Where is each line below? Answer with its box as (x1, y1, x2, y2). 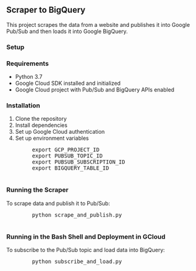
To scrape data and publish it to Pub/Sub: (6, 200, 111, 207)
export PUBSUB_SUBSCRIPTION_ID (32, 159, 125, 165)
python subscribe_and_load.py (32, 258, 122, 265)
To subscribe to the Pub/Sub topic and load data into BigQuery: (6, 246, 166, 253)
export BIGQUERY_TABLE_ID (32, 165, 110, 172)
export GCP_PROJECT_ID (32, 146, 100, 153)
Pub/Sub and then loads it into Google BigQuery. (6, 27, 128, 35)
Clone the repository (15, 115, 67, 123)
